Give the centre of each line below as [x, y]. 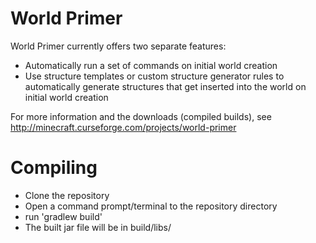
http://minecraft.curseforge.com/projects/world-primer [123, 127]
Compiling [54, 168]
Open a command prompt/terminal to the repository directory [151, 206]
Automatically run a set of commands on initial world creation [151, 65]
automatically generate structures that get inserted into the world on [165, 86]
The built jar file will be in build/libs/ [98, 227]
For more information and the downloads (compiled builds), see [141, 116]
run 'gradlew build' [63, 216]
